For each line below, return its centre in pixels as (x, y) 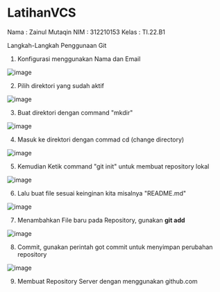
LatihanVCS (42, 13)
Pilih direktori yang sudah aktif (61, 85)
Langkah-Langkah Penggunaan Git (57, 45)
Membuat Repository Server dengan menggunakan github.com (107, 281)
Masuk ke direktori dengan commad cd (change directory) (101, 139)
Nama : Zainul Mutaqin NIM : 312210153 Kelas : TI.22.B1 (86, 32)
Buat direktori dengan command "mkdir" (75, 112)
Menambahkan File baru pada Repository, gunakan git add (101, 220)
